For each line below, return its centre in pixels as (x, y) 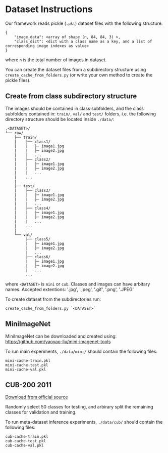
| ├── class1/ (33, 142)
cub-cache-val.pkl (24, 446)
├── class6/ (38, 257)
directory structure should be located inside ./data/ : (60, 119)
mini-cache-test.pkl (27, 365)
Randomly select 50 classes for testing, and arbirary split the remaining (79, 407)
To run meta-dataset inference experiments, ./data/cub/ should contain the (84, 422)
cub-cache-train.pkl (27, 437)
